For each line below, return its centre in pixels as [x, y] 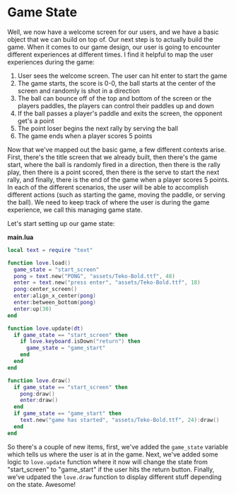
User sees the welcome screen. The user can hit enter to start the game [122, 76]
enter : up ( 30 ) [33, 309]
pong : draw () [37, 394]
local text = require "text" [50, 250]
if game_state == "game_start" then [67, 414]
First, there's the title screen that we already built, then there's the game [112, 157]
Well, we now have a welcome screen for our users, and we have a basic [113, 32]
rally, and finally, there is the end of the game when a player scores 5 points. [118, 179]
